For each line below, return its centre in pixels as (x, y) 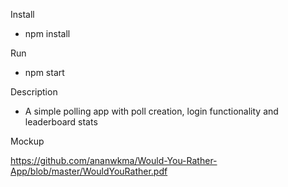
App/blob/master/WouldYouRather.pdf (89, 171)
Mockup (27, 141)
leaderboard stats (61, 122)
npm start (44, 72)
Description (34, 92)
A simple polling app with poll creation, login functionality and (151, 111)
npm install (47, 33)
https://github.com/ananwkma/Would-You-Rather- (114, 160)
